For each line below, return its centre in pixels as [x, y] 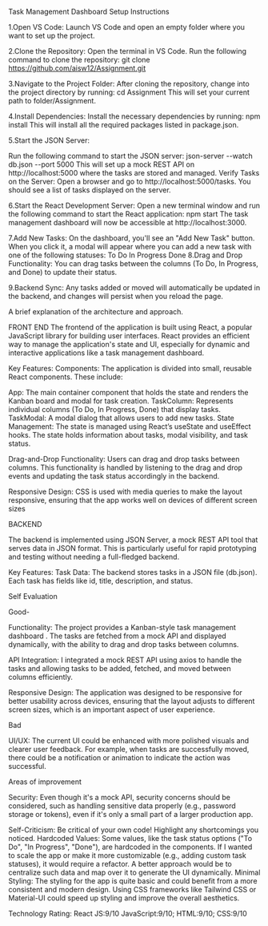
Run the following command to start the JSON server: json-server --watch [131, 156]
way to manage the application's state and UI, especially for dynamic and [129, 344]
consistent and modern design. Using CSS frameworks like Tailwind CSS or [132, 890]
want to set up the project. [52, 36]
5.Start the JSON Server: [49, 140]
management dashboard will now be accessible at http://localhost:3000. [128, 222]
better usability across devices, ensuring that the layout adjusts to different [132, 701]
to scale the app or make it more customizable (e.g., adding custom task [127, 855]
